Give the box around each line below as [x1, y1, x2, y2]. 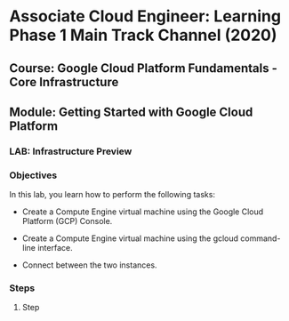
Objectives [9, 169, 58, 181]
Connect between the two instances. [21, 260, 157, 270]
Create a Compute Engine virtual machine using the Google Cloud [21, 206, 264, 217]
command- [239, 233, 281, 244]
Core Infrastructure [9, 74, 119, 90]
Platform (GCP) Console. [21, 216, 113, 227]
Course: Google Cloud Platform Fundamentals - [9, 60, 277, 76]
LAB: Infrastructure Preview [9, 145, 132, 157]
